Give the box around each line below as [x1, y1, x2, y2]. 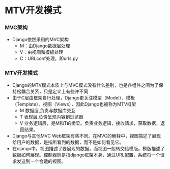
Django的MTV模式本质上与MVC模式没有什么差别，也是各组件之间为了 [12, 82, 159, 88]
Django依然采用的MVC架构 [12, 37, 69, 43]
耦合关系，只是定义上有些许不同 [21, 88, 89, 94]
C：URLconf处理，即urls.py [19, 55, 78, 61]
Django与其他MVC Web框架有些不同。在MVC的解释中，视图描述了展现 [12, 132, 161, 139]
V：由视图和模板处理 [19, 49, 64, 55]
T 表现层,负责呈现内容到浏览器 [19, 114, 83, 120]
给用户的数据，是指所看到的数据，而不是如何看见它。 [12, 139, 124, 145]
